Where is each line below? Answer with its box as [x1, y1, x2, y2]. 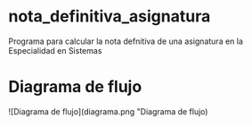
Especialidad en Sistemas [8, 45, 102, 55]
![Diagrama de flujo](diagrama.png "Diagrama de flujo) [8, 105, 208, 117]
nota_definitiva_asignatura [8, 6, 211, 27]
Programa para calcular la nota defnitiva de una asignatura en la [8, 36, 244, 46]
